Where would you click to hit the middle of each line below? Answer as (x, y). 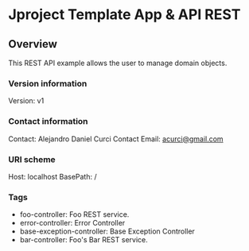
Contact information (49, 122)
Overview (33, 44)
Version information (48, 83)
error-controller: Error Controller (72, 223)
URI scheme (32, 159)
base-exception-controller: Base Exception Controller (107, 231)
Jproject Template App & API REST (124, 15)
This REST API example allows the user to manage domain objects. (118, 63)
